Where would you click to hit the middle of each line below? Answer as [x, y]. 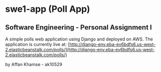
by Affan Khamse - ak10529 [34, 64]
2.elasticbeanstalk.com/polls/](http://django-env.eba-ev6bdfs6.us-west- [80, 50]
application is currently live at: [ [37, 44]
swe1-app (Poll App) [48, 9]
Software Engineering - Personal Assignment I [79, 27]
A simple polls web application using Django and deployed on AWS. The [79, 39]
